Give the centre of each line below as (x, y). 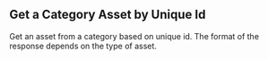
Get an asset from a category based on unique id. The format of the (134, 36)
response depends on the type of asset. (83, 46)
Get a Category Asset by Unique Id (108, 15)
